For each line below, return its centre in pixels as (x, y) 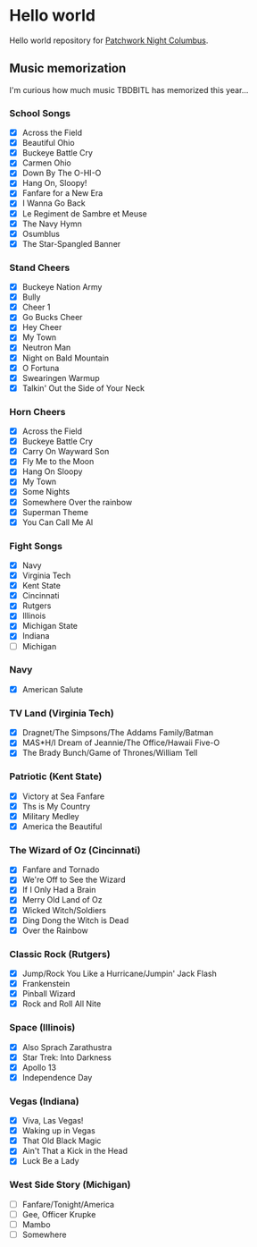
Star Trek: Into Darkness (66, 1057)
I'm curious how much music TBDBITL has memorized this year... (129, 89)
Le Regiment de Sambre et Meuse (84, 213)
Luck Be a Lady (50, 1161)
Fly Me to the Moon (58, 462)
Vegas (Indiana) (44, 1101)
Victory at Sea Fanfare (63, 796)
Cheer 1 (36, 307)
